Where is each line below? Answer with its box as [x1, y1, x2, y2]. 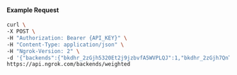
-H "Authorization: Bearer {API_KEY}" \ [6, 34, 128, 42]
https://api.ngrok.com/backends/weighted [6, 61, 131, 68]
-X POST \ [6, 28, 36, 35]
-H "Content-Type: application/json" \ [6, 41, 125, 48]
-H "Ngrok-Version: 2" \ [6, 47, 80, 54]
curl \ [6, 21, 26, 28]
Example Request [6, 6, 59, 14]
